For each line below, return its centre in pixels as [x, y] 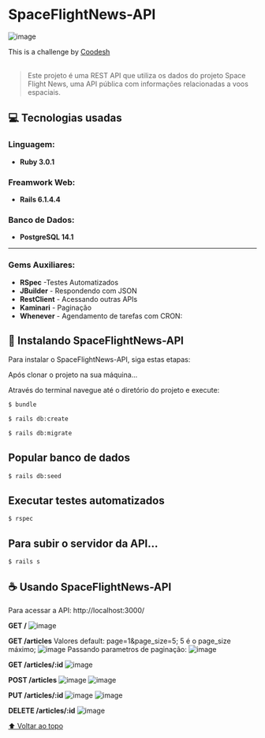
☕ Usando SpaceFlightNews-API [90, 587]
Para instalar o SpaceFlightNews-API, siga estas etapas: [99, 360]
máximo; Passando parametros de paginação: [98, 649]
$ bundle [22, 405]
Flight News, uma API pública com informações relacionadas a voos [138, 84]
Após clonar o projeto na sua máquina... [73, 375]
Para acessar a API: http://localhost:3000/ [77, 610]
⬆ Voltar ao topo [36, 725]
